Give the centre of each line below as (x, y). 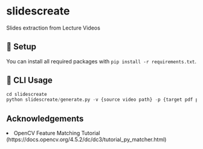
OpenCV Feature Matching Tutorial (57, 133)
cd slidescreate (27, 94)
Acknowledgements (45, 119)
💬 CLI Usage (30, 81)
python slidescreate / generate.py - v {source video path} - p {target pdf (100, 100)
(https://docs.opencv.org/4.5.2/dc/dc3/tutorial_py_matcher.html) (86, 139)
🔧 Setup (21, 47)
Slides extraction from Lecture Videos (53, 28)
